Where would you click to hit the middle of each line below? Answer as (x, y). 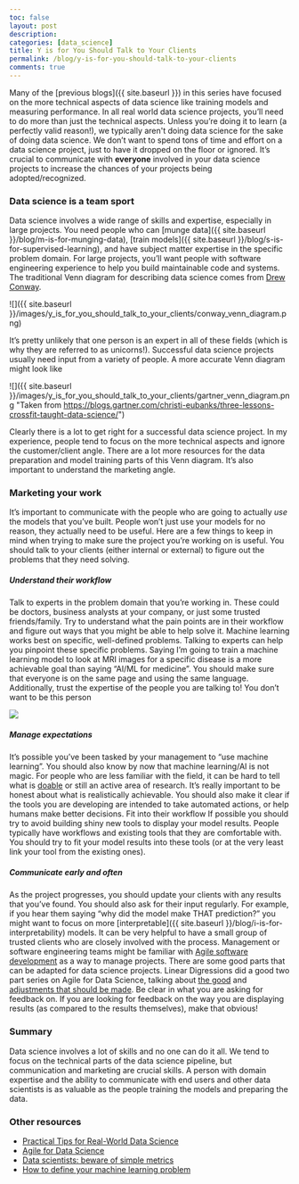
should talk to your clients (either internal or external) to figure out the (137, 551)
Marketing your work (56, 493)
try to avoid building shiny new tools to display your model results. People (144, 824)
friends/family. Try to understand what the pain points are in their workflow (146, 622)
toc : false (29, 17)
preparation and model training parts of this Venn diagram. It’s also (131, 460)
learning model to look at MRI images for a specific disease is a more (136, 659)
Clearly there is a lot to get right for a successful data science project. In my (148, 432)
